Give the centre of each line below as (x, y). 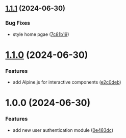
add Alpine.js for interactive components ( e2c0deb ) (67, 82)
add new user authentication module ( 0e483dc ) (63, 130)
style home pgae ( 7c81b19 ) (41, 34)
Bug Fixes (18, 23)
